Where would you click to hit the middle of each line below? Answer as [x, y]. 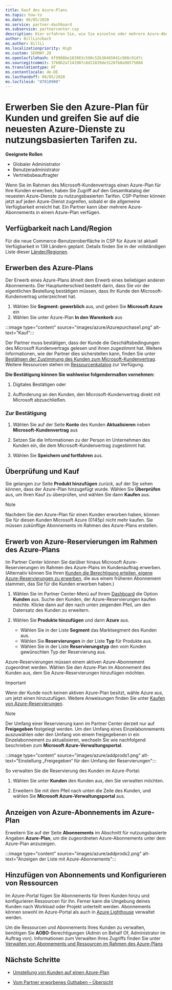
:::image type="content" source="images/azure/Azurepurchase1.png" [79, 327]
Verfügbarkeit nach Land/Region [59, 228]
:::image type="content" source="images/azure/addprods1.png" [73, 755]
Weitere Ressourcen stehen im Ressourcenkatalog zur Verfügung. [75, 365]
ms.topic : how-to [24, 15]
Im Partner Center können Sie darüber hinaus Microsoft [63, 562]
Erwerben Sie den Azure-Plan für [77, 107]
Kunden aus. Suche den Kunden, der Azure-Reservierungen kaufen [84, 600]
